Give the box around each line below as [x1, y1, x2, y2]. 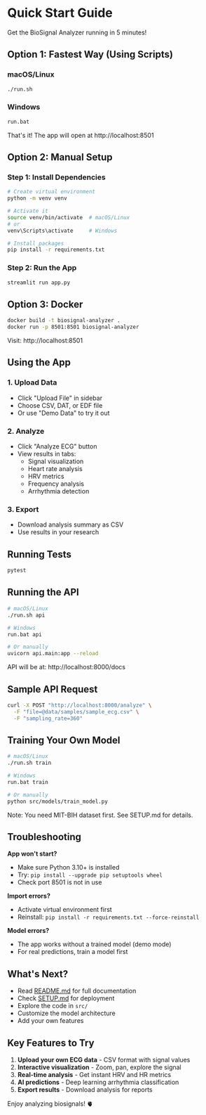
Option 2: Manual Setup [7, 151, 113, 163]
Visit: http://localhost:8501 [7, 336, 83, 345]
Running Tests [7, 548, 71, 560]
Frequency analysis [27, 479, 84, 488]
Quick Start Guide [7, 5, 114, 21]
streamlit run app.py [7, 279, 71, 286]
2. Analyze [7, 426, 45, 436]
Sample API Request [7, 683, 98, 695]
